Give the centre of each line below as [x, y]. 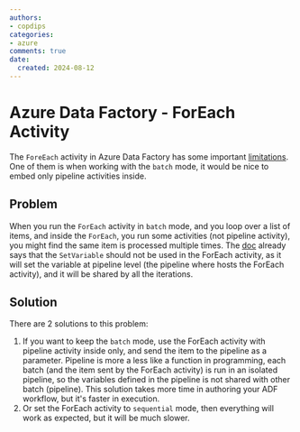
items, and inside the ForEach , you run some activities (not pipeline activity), [150, 235]
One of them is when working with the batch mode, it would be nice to [139, 166]
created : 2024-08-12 [56, 69]
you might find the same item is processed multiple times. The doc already [148, 245]
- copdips [28, 26]
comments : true [38, 51]
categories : [32, 34]
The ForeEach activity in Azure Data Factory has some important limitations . [149, 156]
